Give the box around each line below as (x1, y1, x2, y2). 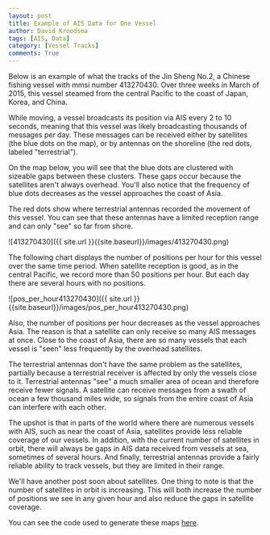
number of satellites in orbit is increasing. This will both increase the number (8, 485, 262, 495)
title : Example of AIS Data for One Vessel (8, 19, 157, 27)
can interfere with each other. (8, 403, 106, 412)
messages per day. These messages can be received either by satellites (8, 130, 248, 140)
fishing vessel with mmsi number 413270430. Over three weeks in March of (8, 80, 260, 90)
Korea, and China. (8, 98, 69, 107)
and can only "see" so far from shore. (8, 221, 134, 231)
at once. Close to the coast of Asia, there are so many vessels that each (8, 336, 247, 345)
